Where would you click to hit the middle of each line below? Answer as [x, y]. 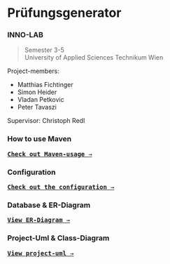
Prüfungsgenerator [64, 13]
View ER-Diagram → [39, 220]
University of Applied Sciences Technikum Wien [94, 58]
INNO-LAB [26, 35]
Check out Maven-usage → [50, 154]
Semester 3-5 [44, 50]
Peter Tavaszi [37, 107]
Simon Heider [37, 92]
